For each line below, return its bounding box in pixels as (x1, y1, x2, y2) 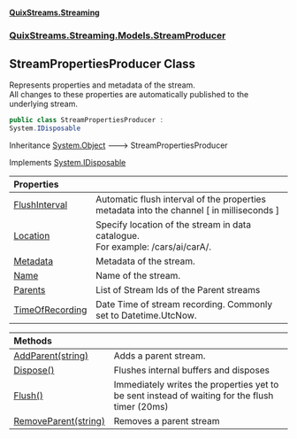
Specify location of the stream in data (95, 219, 252, 231)
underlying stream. (9, 98, 78, 110)
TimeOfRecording (13, 304, 88, 316)
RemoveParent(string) (13, 415, 106, 427)
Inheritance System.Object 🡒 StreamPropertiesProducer (9, 140, 228, 150)
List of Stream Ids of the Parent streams (95, 284, 261, 297)
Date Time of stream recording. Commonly (95, 298, 273, 311)
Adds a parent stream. (113, 350, 206, 362)
